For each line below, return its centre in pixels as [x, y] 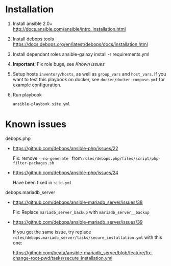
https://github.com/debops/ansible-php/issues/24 [65, 173]
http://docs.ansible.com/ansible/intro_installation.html [69, 29]
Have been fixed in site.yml [42, 182]
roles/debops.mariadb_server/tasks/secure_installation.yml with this [87, 237]
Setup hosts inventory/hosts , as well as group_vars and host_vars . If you [89, 74]
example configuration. [37, 85]
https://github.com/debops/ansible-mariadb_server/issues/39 [78, 222]
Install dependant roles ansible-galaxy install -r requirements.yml [81, 54]
